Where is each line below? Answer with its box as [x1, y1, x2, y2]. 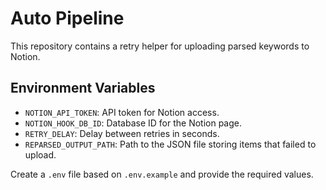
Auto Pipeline [10, 7, 125, 30]
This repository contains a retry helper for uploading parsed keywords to [10, 40, 310, 52]
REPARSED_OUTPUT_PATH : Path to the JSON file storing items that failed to [24, 138, 317, 150]
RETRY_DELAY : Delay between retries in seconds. [24, 127, 220, 139]
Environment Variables [10, 80, 156, 97]
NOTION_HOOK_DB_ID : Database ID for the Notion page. [24, 117, 243, 129]
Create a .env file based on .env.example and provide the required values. [10, 168, 314, 180]
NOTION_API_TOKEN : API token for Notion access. [24, 106, 220, 118]
